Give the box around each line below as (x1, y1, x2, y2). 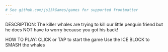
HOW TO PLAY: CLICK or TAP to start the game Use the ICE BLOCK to (5, 36, 150, 42)
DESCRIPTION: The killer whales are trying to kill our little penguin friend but (5, 21, 163, 27)
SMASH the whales (5, 41, 45, 48)
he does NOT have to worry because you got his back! (5, 26, 118, 33)
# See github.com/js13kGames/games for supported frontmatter (5, 7, 138, 13)
